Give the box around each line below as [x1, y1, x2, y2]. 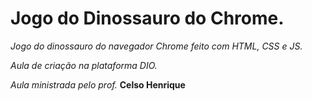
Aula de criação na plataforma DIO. [10, 59, 158, 71]
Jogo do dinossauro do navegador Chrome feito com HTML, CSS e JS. [10, 40, 303, 52]
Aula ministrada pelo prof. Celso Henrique [10, 78, 186, 91]
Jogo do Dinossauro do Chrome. [10, 7, 285, 30]
